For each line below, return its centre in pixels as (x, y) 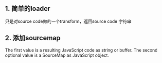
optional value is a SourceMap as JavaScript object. (57, 55)
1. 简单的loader (28, 9)
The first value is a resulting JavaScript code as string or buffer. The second (81, 50)
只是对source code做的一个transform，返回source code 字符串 (68, 21)
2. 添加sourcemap (33, 38)
